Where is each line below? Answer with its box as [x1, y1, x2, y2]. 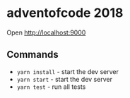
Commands [6, 49, 59, 61]
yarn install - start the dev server [16, 67, 119, 75]
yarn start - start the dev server [16, 75, 112, 83]
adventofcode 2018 [6, 5, 124, 21]
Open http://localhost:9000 [6, 28, 86, 37]
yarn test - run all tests [16, 82, 86, 91]
